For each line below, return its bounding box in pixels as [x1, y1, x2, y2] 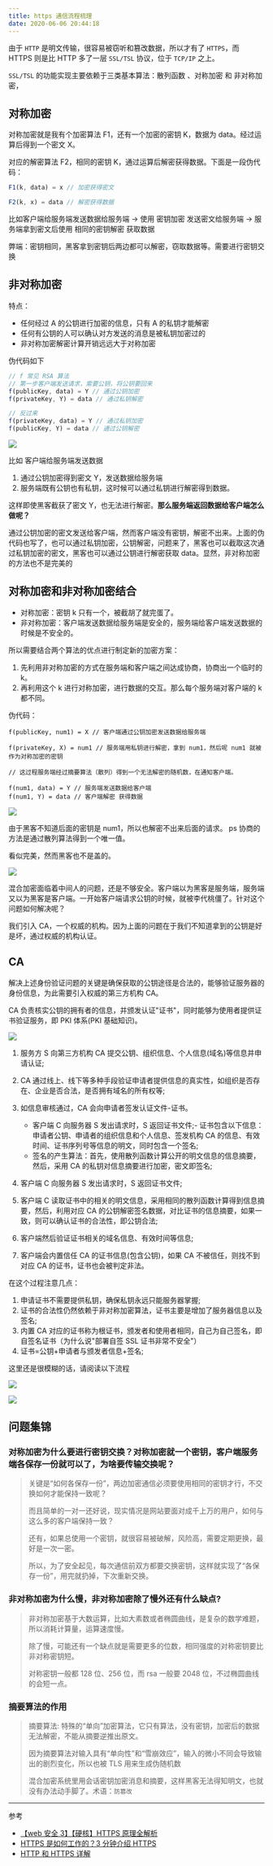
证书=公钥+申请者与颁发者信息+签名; [19, 1346, 144, 1356]
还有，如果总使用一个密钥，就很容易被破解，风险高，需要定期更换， [28, 1533, 257, 1543]
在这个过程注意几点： [8, 1278, 80, 1287]
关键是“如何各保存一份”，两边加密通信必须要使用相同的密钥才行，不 [28, 1479, 256, 1488]
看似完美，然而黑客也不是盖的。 [8, 850, 115, 860]
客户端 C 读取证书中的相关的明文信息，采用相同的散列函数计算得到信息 [19, 1195, 258, 1205]
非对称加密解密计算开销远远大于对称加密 [19, 339, 156, 348]
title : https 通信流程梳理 [8, 11, 93, 20]
